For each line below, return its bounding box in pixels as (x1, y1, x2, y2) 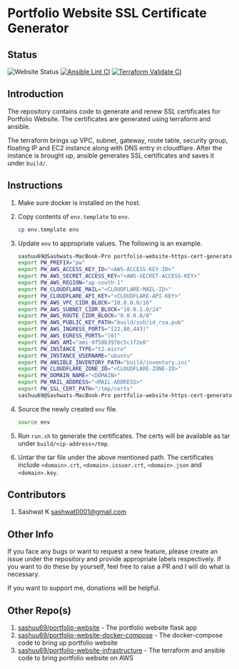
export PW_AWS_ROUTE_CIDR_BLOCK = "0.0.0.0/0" (17, 312, 153, 320)
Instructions (7, 180, 63, 192)
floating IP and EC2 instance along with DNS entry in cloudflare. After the (7, 143, 223, 152)
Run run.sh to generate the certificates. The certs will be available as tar (17, 431, 230, 440)
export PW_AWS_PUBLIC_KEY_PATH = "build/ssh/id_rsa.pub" (17, 319, 185, 326)
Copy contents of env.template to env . (17, 212, 130, 220)
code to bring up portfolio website (17, 638, 118, 647)
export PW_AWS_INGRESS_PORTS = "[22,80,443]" (17, 326, 150, 333)
